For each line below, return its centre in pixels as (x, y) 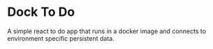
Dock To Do (41, 12)
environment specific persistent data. (61, 38)
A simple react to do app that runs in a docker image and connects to (107, 31)
